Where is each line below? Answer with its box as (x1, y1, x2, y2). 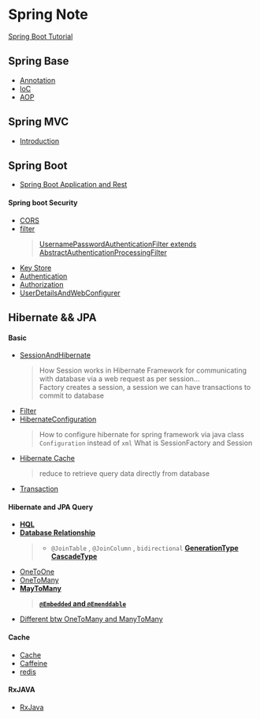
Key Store (19, 263, 52, 272)
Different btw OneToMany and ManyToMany (19, 614, 163, 624)
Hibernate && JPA (8, 310, 97, 324)
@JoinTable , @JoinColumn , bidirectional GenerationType (50, 543, 239, 553)
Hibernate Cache (19, 454, 76, 463)
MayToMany (19, 584, 61, 594)
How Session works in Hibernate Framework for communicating (39, 365, 247, 376)
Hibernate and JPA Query (8, 502, 93, 511)
